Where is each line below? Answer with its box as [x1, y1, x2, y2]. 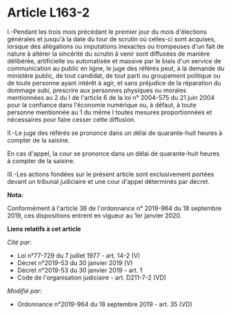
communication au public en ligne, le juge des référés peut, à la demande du [7, 64, 225, 72]
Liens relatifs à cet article [7, 224, 81, 233]
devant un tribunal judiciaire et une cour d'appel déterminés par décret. [7, 177, 210, 185]
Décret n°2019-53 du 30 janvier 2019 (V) [17, 258, 133, 266]
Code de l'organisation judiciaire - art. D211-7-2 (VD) [17, 273, 167, 282]
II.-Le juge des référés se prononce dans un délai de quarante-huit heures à [7, 129, 223, 137]
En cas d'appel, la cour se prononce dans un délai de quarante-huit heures [7, 149, 220, 158]
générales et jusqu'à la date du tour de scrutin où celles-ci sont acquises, [7, 34, 216, 43]
